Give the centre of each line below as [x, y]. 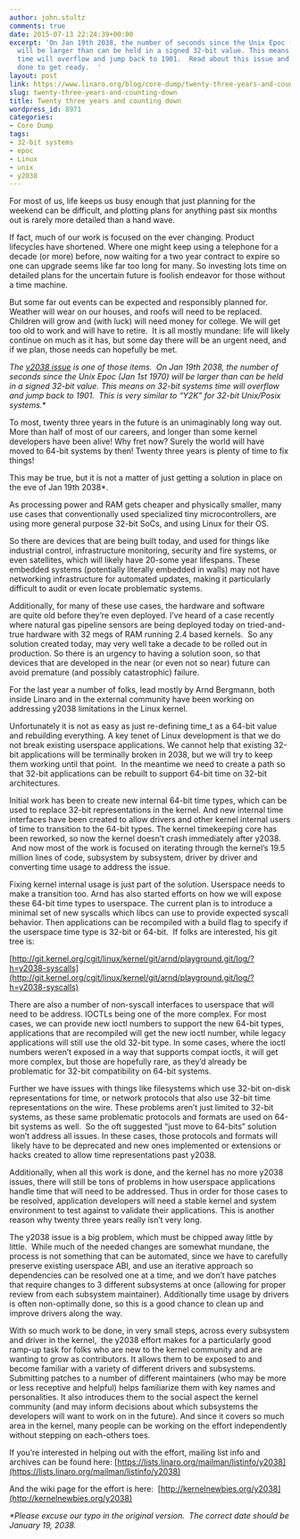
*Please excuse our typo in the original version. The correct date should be [150, 1516]
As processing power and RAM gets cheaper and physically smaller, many [146, 505]
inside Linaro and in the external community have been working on [132, 700]
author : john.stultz [48, 17]
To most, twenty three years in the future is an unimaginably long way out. [146, 422]
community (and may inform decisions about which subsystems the [134, 1407]
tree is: [22, 941]
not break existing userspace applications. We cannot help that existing [141, 745]
